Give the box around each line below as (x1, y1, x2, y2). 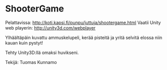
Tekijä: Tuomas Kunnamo (5, 59, 57, 65)
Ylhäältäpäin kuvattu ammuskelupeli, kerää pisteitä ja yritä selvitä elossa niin (5, 34, 162, 40)
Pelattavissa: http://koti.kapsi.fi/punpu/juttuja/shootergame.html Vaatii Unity (5, 19, 161, 25)
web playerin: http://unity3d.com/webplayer (5, 24, 96, 30)
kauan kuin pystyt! (5, 39, 43, 45)
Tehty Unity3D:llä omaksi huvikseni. (5, 49, 79, 55)
